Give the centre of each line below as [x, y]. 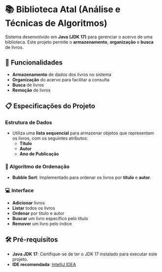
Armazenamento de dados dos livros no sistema [62, 74]
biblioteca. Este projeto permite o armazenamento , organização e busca [79, 42]
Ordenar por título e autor [38, 213]
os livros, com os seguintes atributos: [50, 138]
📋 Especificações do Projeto [50, 106]
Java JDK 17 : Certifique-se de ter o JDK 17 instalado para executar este [85, 254]
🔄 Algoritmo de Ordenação [37, 167]
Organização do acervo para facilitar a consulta [61, 79]
